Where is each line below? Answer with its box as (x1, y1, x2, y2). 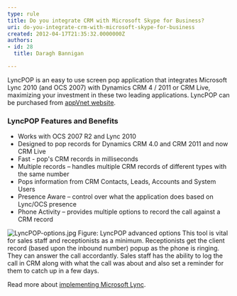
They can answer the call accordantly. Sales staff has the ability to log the (7, 251, 224, 260)
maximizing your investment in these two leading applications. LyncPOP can (7, 90, 231, 99)
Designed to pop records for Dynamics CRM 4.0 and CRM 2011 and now (17, 140, 228, 148)
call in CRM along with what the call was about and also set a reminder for (7, 259, 224, 268)
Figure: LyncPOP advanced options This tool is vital (77, 229, 228, 238)
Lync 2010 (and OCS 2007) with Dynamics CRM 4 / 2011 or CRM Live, (7, 83, 211, 92)
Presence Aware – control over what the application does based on (17, 192, 214, 201)
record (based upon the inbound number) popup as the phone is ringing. (7, 244, 220, 253)
